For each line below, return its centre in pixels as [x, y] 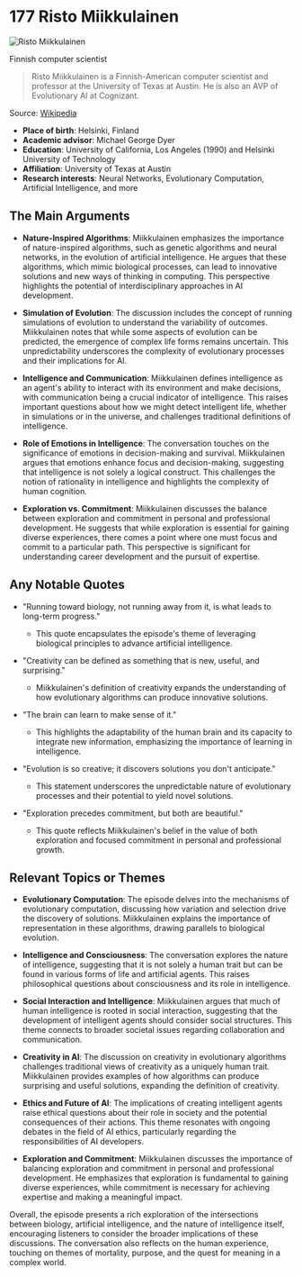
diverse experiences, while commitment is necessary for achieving [146, 1188]
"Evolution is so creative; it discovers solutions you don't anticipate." [149, 768]
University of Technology [69, 158]
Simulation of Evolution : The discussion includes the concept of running [157, 312]
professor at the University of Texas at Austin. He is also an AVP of [155, 86]
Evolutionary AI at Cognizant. [85, 95]
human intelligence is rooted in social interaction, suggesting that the [150, 1011]
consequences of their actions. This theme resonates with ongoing [146, 1122]
